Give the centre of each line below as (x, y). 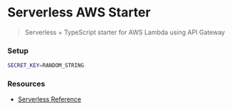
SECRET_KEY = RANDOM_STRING (46, 66)
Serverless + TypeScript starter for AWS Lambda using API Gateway (125, 32)
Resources (26, 84)
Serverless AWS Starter (79, 12)
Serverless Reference (49, 99)
